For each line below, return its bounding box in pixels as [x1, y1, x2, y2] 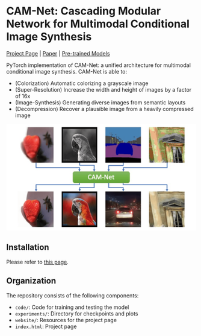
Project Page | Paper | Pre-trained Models [6, 49, 110, 57]
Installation [6, 242, 49, 253]
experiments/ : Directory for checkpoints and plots [14, 309, 138, 317]
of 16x [14, 92, 31, 100]
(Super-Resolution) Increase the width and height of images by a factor [14, 86, 192, 93]
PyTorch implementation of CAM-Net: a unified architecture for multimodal [6, 62, 191, 69]
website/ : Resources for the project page [14, 316, 117, 323]
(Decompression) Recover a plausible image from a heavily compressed [14, 105, 194, 112]
